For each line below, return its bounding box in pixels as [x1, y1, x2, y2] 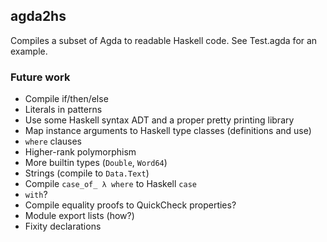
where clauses [24, 135, 83, 148]
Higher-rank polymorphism [24, 146, 137, 158]
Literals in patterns [24, 104, 103, 116]
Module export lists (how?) [24, 210, 135, 222]
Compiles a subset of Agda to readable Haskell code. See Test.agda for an [10, 34, 318, 46]
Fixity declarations [24, 220, 102, 233]
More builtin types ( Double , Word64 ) [24, 157, 168, 169]
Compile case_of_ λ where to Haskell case [24, 178, 197, 190]
